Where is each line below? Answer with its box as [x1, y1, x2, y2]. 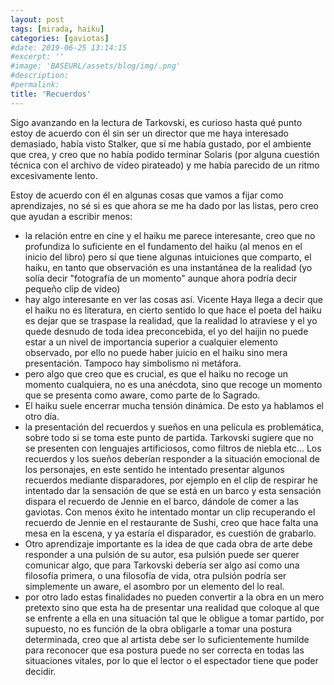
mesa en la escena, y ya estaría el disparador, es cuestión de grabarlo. [24, 527, 317, 539]
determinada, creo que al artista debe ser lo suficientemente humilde [24, 633, 310, 645]
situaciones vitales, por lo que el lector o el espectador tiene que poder [24, 654, 319, 666]
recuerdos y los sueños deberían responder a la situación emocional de [24, 452, 320, 465]
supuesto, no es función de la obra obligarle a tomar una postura [24, 622, 293, 635]
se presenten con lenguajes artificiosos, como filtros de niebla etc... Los [24, 442, 322, 454]
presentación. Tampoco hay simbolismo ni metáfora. [24, 357, 242, 369]
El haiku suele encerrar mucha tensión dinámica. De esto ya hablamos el [24, 399, 324, 411]
